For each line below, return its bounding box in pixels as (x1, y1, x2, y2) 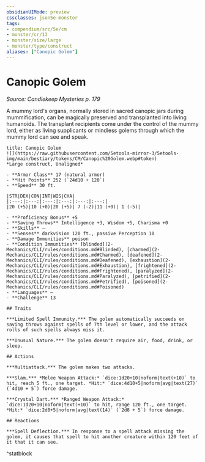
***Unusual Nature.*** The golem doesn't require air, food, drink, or (6, 337, 193, 343)
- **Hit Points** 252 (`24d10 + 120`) (6, 177, 105, 183)
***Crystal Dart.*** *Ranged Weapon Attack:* (6, 396, 124, 402)
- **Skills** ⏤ (6, 225, 46, 231)
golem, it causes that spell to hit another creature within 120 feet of (6, 433, 199, 440)
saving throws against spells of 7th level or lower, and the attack (6, 321, 188, 328)
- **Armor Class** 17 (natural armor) (6, 172, 105, 178)
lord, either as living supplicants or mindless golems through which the (6, 127, 185, 134)
